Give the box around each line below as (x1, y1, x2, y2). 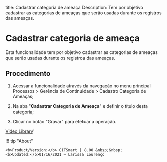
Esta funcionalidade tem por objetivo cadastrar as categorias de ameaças (5, 49, 158, 55)
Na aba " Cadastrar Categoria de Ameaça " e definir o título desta (12, 103, 148, 109)
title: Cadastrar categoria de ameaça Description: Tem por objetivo (5, 5, 143, 10)
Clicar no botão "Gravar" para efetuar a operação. (12, 118, 117, 124)
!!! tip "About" (5, 138, 33, 144)
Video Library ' (5, 128, 35, 134)
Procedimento (5, 69, 51, 78)
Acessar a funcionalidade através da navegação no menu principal (12, 83, 151, 89)
